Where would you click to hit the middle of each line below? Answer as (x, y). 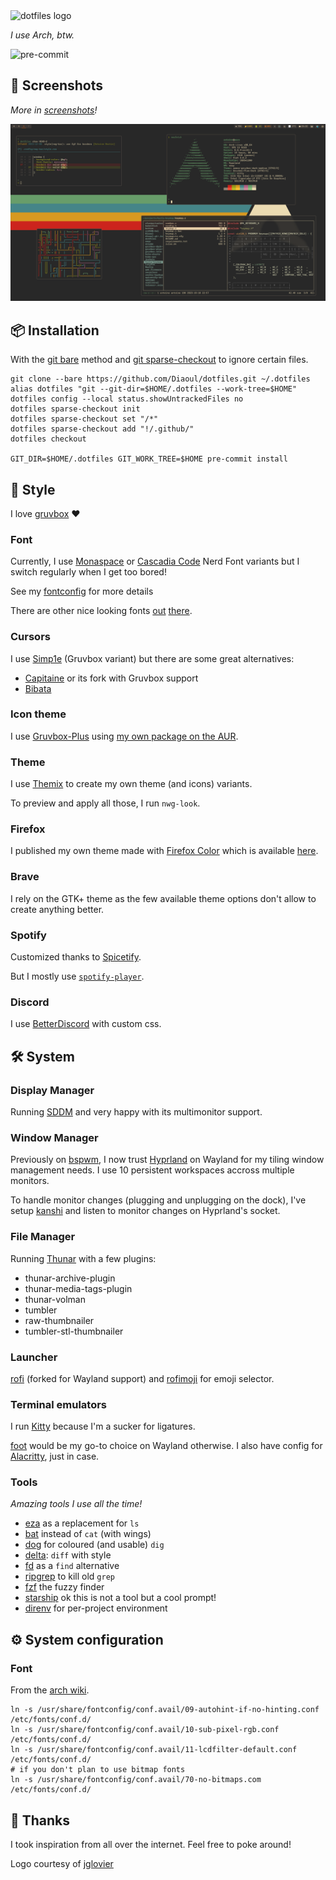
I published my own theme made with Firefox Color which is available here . (164, 851)
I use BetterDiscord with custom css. (86, 1024)
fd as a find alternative (72, 1566)
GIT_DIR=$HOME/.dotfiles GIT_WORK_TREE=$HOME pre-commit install (149, 459)
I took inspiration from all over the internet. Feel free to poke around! (151, 1844)
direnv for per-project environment (96, 1608)
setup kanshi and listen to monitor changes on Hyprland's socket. (145, 1211)
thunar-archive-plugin (70, 1278)
